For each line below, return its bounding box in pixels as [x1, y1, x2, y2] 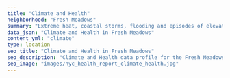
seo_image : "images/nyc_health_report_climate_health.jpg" [7, 60, 179, 67]
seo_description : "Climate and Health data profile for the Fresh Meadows [7, 54, 225, 61]
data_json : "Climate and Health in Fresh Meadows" [7, 28, 155, 36]
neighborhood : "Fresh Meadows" [7, 16, 97, 23]
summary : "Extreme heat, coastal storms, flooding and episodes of [7, 22, 204, 29]
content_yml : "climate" [7, 35, 75, 42]
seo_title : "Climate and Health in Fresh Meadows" [7, 48, 155, 55]
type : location [7, 41, 51, 48]
